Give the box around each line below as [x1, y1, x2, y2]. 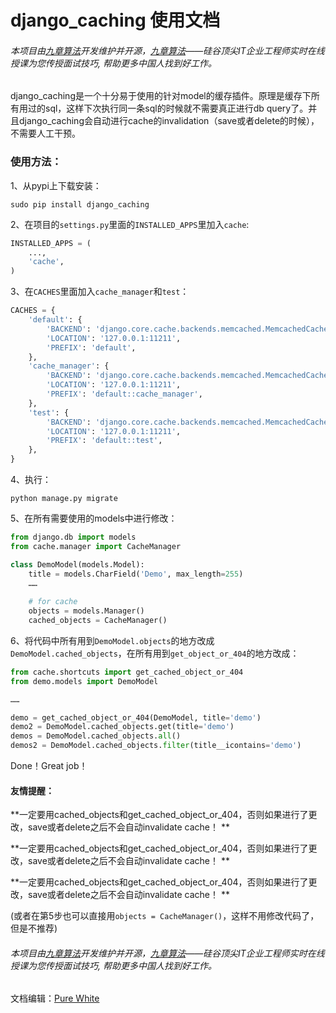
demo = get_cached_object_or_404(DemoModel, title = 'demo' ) [10, 712, 262, 723]
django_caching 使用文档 [10, 9, 221, 32]
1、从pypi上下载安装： [10, 179, 102, 191]
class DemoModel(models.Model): [10, 559, 145, 570]
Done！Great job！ [10, 760, 88, 772]
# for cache [28, 597, 78, 607]
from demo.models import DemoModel [10, 676, 159, 686]
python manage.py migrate [10, 494, 118, 504]
